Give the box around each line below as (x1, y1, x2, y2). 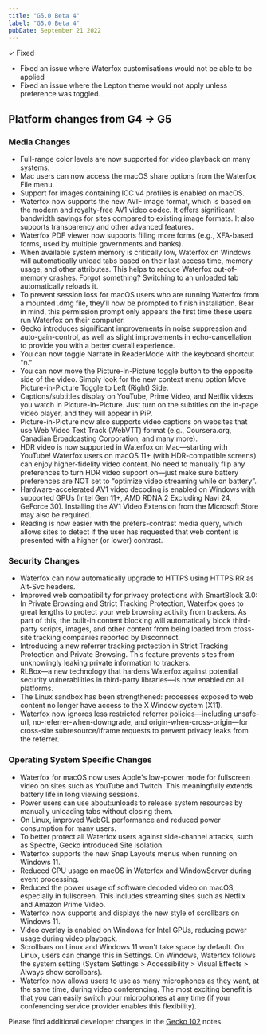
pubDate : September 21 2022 (8, 26, 102, 34)
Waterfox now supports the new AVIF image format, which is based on (19, 197, 252, 206)
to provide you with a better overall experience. (19, 340, 175, 351)
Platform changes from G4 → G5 (8, 112, 172, 126)
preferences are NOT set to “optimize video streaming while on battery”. (19, 476, 257, 486)
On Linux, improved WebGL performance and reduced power (19, 815, 222, 824)
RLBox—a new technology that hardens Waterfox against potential (19, 666, 238, 676)
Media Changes (8, 136, 71, 147)
